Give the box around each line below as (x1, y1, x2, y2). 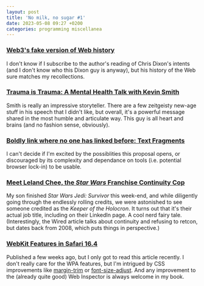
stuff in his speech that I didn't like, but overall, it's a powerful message (6, 108, 185, 116)
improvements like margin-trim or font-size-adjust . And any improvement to (6, 266, 196, 274)
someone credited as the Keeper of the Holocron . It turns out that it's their (6, 205, 192, 212)
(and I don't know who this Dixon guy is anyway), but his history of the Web (6, 66, 196, 74)
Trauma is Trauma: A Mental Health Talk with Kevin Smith (6, 88, 180, 96)
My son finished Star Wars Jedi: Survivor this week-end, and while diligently (6, 192, 198, 200)
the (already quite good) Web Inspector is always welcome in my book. (6, 273, 185, 280)
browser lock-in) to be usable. (6, 163, 82, 170)
